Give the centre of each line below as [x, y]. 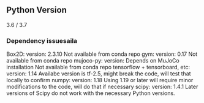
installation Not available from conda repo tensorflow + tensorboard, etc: [98, 67]
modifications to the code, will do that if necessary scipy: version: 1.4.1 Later [102, 87]
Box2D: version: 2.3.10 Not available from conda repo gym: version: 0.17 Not [102, 54]
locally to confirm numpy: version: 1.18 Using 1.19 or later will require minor [100, 80]
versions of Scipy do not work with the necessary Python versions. [91, 93]
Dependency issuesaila [42, 40]
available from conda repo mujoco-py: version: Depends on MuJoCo [93, 61]
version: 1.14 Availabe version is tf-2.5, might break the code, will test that [99, 74]
